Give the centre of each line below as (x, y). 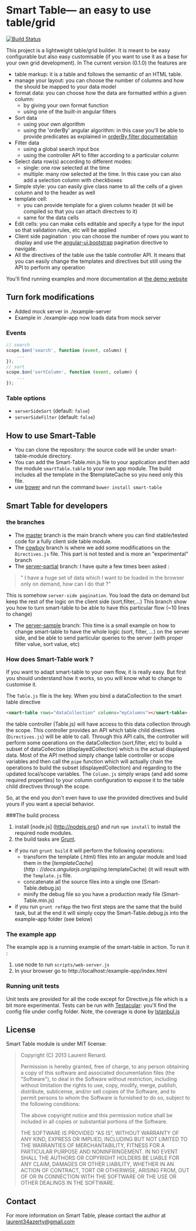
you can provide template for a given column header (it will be (98, 205)
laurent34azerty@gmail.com (40, 1222)
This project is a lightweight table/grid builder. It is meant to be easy (88, 50)
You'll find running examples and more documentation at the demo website (97, 279)
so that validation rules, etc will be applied (65, 230)
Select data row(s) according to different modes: (73, 161)
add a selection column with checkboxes (72, 180)
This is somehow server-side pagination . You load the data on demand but (98, 595)
